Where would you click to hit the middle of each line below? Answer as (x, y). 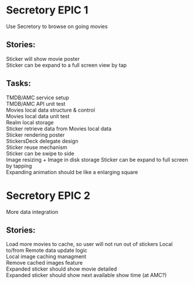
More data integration (32, 212)
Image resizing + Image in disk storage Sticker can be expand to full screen (97, 160)
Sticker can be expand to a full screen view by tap (67, 65)
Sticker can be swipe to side (40, 153)
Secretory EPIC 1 (47, 10)
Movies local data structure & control (51, 110)
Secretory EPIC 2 (48, 195)
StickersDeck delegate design (42, 141)
